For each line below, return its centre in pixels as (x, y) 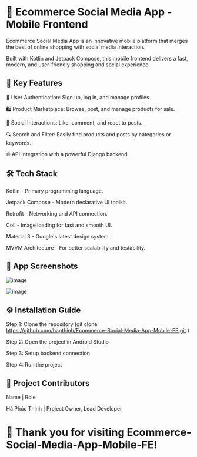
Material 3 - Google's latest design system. (58, 236)
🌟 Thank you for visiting (65, 433)
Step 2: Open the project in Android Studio (57, 342)
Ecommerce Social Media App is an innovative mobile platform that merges (97, 41)
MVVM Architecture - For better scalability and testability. (76, 248)
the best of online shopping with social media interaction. (76, 47)
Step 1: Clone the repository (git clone (52, 324)
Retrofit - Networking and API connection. (57, 213)
